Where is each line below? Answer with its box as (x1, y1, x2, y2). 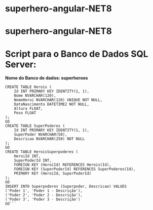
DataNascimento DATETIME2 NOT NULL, (14, 102, 90, 107)
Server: (5, 59, 37, 70)
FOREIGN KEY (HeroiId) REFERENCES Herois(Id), (14, 163, 112, 168)
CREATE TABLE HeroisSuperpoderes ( (5, 149, 78, 155)
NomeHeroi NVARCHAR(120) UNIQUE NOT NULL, (14, 97, 103, 103)
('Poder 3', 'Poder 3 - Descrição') (5, 197, 80, 202)
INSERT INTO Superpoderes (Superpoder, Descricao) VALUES (5, 184, 127, 189)
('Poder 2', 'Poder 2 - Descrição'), (5, 193, 83, 198)
